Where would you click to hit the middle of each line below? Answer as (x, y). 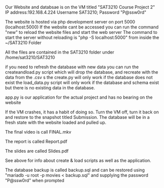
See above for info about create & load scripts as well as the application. (78, 161)
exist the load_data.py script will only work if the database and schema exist (82, 82)
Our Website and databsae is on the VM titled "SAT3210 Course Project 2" (80, 7)
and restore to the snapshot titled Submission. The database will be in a (77, 117)
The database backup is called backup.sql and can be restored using (75, 170)
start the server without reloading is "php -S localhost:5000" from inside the (82, 37)
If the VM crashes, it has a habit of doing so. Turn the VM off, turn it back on (82, 112)
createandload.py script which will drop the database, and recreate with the (82, 72)
